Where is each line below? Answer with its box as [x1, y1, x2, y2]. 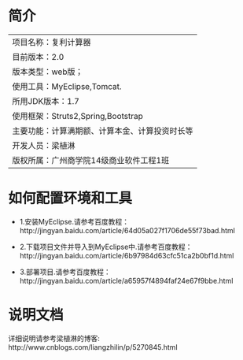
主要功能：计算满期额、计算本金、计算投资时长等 [12, 125, 194, 136]
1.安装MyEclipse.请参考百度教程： [19, 217, 130, 226]
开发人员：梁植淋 [12, 139, 76, 150]
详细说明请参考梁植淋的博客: [8, 333, 101, 343]
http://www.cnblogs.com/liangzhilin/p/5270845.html [8, 342, 179, 351]
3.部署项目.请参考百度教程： [19, 267, 112, 276]
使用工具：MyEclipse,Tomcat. [12, 80, 122, 91]
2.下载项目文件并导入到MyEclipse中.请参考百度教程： [19, 242, 193, 251]
